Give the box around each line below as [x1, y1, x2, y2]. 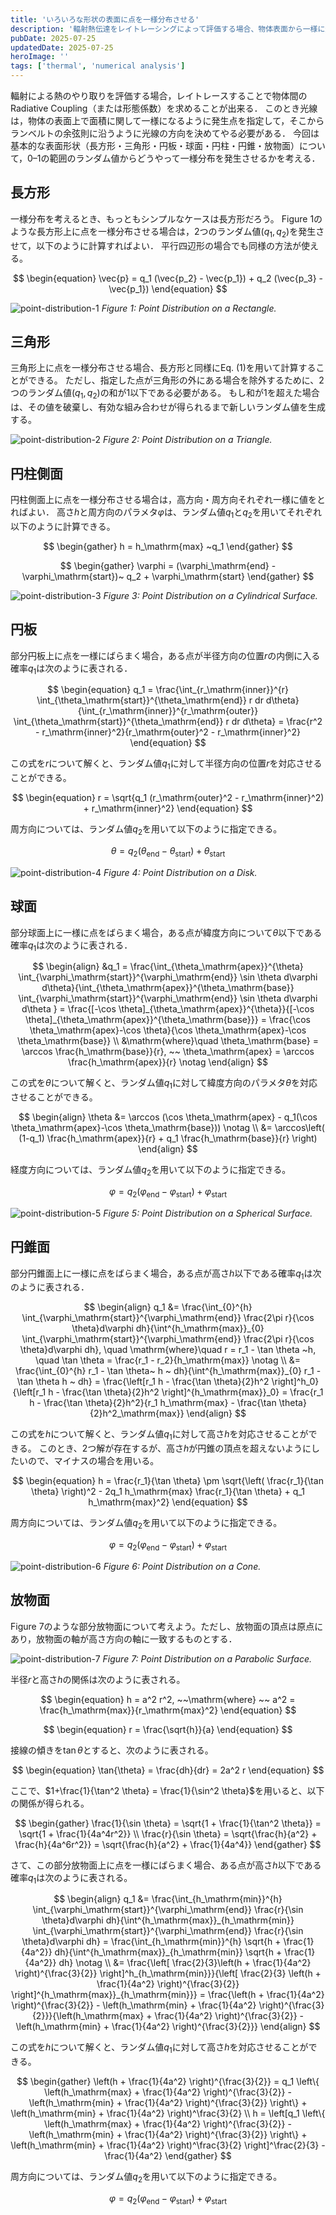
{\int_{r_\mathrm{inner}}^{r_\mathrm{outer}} [77, 705, 259, 717]
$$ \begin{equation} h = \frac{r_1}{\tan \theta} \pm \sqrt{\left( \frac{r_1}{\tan [12, 1475, 324, 1487]
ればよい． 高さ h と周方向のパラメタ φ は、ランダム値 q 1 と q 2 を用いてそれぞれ [10, 506, 323, 520]
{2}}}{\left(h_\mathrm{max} [31, 2010, 145, 2022]
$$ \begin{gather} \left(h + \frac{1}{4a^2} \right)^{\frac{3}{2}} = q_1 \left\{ [16, 2076, 320, 2088]
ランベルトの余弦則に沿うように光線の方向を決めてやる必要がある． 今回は [10, 127, 320, 139]
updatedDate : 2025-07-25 [10, 42, 114, 53]
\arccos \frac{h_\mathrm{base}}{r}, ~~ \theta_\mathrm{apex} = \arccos [21, 1046, 315, 1058]
